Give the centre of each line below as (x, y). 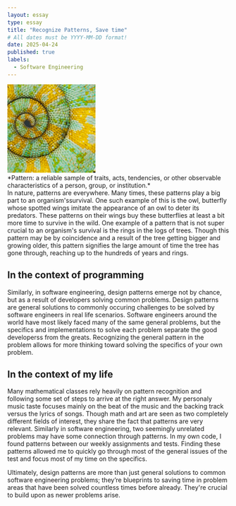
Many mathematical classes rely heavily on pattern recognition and (105, 392)
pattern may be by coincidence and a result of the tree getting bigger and (114, 237)
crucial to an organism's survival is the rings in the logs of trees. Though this (118, 230)
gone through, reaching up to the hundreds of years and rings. (98, 253)
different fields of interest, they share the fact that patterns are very (105, 421)
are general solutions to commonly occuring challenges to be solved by (111, 307)
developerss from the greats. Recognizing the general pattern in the (106, 337)
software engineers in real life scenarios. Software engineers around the (112, 314)
